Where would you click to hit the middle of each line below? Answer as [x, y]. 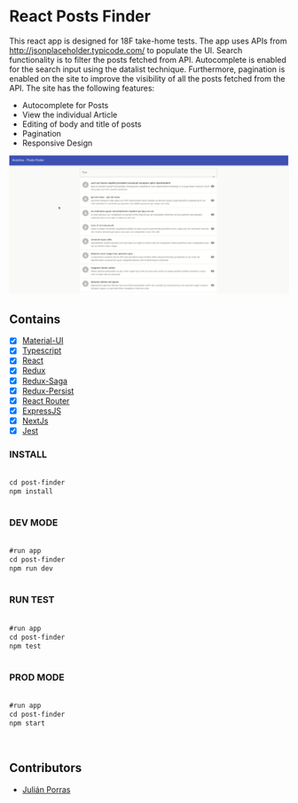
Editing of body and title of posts [82, 124]
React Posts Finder [80, 16]
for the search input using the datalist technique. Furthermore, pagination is [147, 69]
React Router [46, 400]
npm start [27, 724]
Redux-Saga [45, 381]
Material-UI [43, 341]
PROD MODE [37, 677]
